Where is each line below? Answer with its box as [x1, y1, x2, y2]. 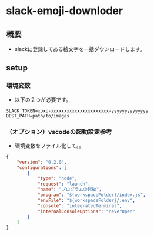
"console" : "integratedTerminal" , [37, 203, 122, 209]
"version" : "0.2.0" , [16, 159, 67, 165]
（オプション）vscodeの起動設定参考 [6, 127, 112, 136]
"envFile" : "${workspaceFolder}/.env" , [37, 197, 135, 203]
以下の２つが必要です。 [14, 96, 72, 103]
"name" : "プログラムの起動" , [37, 187, 102, 193]
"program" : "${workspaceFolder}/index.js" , [37, 192, 146, 198]
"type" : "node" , [37, 176, 78, 181]
